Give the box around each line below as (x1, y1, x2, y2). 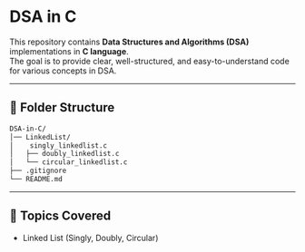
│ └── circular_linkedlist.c (9, 158, 128, 167)
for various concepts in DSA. (9, 65, 117, 76)
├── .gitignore (9, 166, 67, 176)
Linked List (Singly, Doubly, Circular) (22, 232, 159, 243)
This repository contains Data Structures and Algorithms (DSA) (9, 36, 250, 47)
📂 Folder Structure (9, 100, 115, 115)
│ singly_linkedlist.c (9, 141, 107, 150)
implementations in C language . (9, 45, 129, 56)
